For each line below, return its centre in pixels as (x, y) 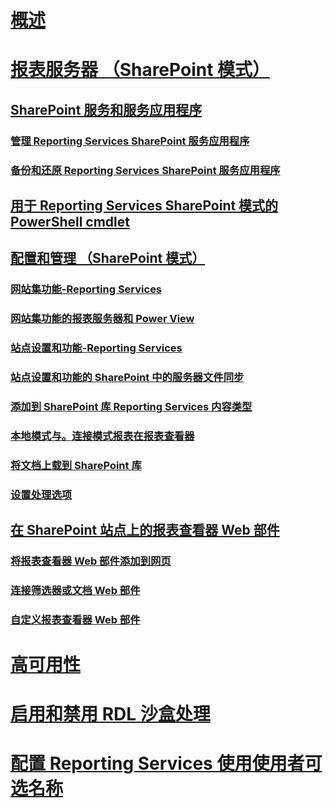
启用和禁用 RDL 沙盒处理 (110, 714)
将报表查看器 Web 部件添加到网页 (91, 561)
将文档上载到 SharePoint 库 (76, 465)
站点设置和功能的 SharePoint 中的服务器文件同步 (127, 378)
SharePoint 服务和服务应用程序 (106, 109)
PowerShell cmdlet (70, 222)
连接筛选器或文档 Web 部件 (75, 590)
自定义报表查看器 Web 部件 (75, 619)
